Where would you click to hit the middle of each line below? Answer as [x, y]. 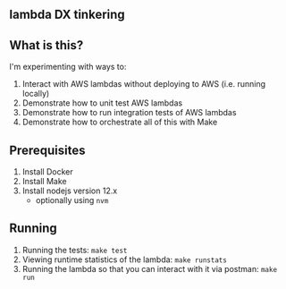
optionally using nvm [72, 200]
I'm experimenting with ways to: [68, 67]
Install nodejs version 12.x [70, 191]
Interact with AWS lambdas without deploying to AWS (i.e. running [144, 84]
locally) [36, 94]
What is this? [46, 45]
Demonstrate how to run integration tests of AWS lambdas [129, 113]
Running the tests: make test [75, 250]
